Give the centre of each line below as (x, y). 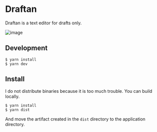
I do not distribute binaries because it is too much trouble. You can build (79, 91)
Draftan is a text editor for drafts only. (43, 23)
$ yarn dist (17, 110)
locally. (12, 96)
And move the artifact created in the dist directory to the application (75, 119)
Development (27, 48)
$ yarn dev (16, 64)
